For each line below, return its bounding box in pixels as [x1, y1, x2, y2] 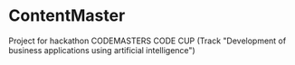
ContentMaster [8, 5, 126, 26]
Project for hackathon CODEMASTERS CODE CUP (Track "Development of [8, 35, 287, 46]
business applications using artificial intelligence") [8, 44, 195, 55]
